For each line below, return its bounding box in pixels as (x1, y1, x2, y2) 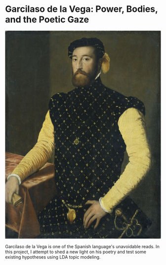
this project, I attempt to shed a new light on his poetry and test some (5, 249, 147, 255)
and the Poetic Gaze (5, 14, 89, 25)
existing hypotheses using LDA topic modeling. (5, 254, 101, 260)
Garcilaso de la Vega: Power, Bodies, (5, 3, 158, 15)
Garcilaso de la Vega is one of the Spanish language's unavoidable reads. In (5, 244, 160, 250)
